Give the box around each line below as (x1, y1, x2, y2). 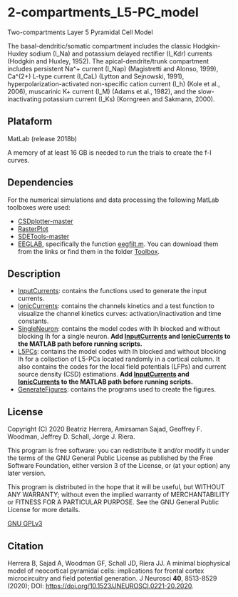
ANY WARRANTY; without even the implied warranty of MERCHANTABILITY (7, 490, 230, 499)
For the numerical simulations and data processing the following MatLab (7, 195, 219, 204)
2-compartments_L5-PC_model (7, 4, 199, 21)
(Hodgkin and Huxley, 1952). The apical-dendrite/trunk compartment (7, 56, 209, 65)
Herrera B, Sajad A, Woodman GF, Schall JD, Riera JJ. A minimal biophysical (7, 559, 231, 567)
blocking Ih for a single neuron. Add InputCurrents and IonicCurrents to (17, 332, 231, 341)
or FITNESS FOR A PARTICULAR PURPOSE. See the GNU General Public (7, 498, 219, 506)
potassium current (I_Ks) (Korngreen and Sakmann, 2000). (42, 94, 215, 103)
